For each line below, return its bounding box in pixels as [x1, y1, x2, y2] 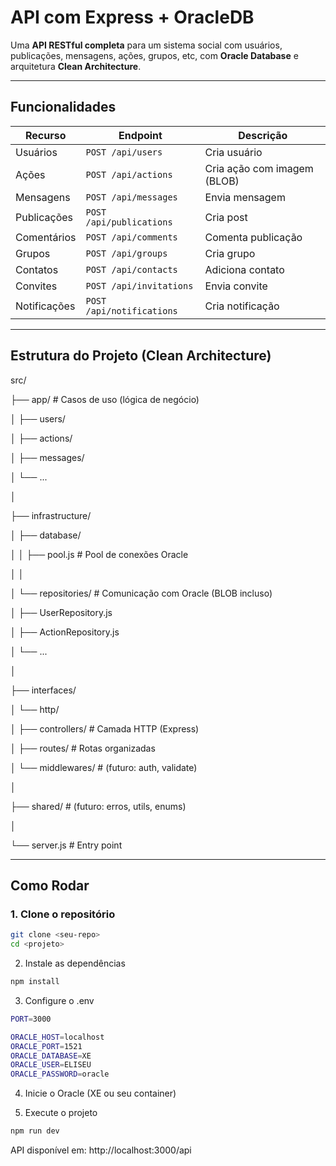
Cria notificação [204, 299, 280, 313]
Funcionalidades [10, 99, 117, 116]
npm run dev [10, 1126, 60, 1136]
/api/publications [85, 216, 173, 228]
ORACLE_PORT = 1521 [10, 1041, 83, 1051]
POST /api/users [85, 146, 163, 158]
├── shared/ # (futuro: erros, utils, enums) [10, 800, 187, 812]
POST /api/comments [85, 231, 178, 243]
